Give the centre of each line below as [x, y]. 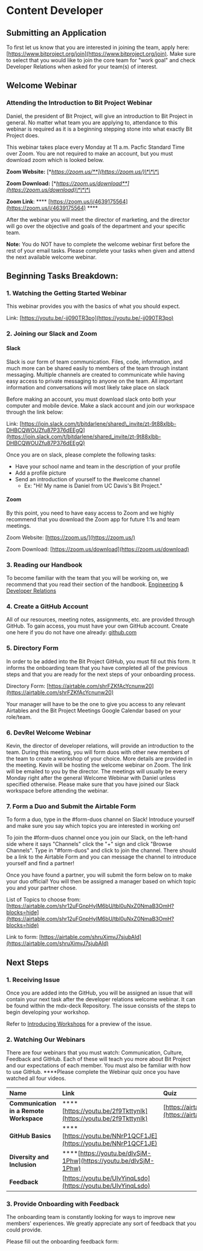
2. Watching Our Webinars [46, 1039]
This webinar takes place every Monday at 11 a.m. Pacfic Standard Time [96, 147]
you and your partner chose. [42, 888]
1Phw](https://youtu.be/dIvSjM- [108, 1161]
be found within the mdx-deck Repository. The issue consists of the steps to [101, 1006]
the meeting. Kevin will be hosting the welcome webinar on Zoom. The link [99, 765]
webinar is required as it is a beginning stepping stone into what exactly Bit [99, 129]
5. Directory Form [32, 648]
